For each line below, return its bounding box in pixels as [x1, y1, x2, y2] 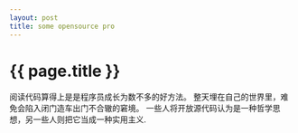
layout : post [9, 13, 59, 23]
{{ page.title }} [9, 61, 121, 81]
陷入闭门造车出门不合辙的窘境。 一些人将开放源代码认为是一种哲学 [24, 103, 273, 114]
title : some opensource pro [9, 22, 116, 31]
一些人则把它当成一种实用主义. [33, 114, 147, 125]
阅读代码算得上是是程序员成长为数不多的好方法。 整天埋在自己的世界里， [9, 91, 281, 102]
